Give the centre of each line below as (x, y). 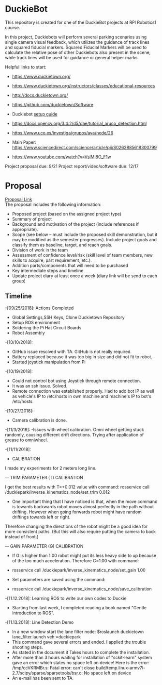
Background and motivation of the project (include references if (75, 224)
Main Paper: (24, 142)
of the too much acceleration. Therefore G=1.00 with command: (75, 560)
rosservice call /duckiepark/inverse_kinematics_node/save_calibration (82, 589)
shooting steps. (28, 647)
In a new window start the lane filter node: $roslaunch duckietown (78, 632)
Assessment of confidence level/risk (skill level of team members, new (82, 255)
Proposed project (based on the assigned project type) (67, 214)
